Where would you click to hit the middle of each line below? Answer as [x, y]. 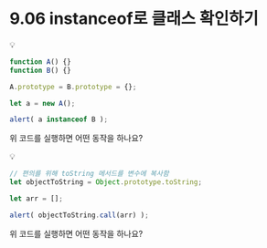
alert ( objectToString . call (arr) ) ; [79, 215]
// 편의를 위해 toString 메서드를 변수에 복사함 [89, 174]
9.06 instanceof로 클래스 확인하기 [134, 19]
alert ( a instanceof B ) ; [59, 119]
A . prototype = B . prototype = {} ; [73, 87]
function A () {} [40, 62]
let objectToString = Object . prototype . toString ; [106, 182]
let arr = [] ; [37, 199]
